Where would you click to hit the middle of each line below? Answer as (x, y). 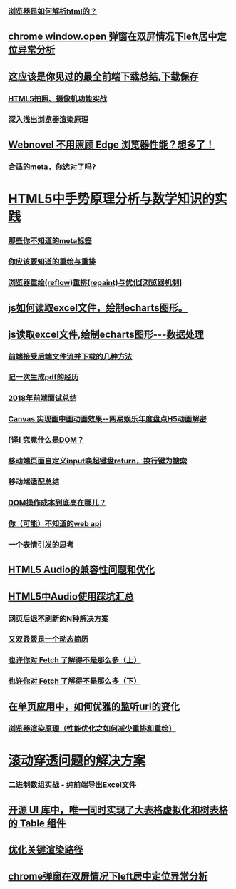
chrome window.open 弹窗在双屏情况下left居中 (113, 37)
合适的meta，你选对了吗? (52, 167)
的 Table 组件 (37, 824)
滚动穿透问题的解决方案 (77, 760)
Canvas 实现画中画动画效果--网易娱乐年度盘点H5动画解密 (107, 419)
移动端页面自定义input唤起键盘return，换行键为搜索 (98, 461)
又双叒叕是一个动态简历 (48, 639)
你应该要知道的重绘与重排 (52, 262)
